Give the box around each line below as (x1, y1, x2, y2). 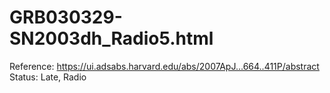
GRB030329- (9, 6, 123, 29)
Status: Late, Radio (9, 71, 87, 83)
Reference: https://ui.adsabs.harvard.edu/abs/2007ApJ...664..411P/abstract (9, 60, 320, 72)
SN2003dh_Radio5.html (9, 27, 214, 50)
